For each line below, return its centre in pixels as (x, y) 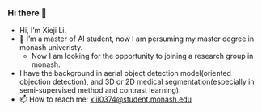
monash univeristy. (51, 48)
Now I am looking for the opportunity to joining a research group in (142, 56)
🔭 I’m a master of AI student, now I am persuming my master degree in (137, 39)
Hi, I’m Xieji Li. (43, 31)
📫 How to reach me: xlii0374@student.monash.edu (105, 99)
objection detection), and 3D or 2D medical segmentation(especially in (137, 82)
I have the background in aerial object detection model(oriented (125, 73)
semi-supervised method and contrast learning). (100, 90)
